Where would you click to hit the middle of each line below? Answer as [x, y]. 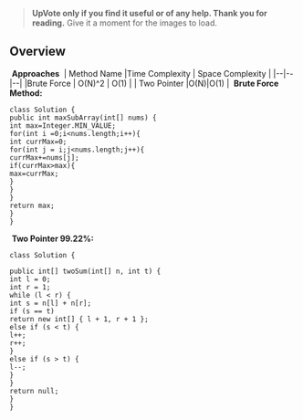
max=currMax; [34, 173]
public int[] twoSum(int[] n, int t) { [85, 271]
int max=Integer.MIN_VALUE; [63, 126]
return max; [32, 205]
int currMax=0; [38, 142]
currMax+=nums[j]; [44, 157]
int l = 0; [30, 279]
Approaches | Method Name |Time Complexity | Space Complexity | [141, 73]
